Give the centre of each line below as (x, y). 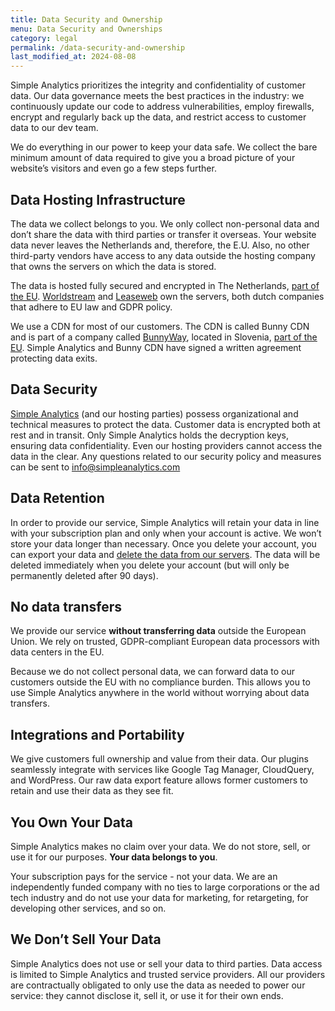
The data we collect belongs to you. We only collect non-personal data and (165, 223)
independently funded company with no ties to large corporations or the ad (165, 887)
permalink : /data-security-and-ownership (98, 47)
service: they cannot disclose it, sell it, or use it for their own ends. (147, 995)
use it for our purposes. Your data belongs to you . (114, 857)
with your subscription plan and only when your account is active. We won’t (166, 533)
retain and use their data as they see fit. (92, 791)
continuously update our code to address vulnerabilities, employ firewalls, (162, 107)
